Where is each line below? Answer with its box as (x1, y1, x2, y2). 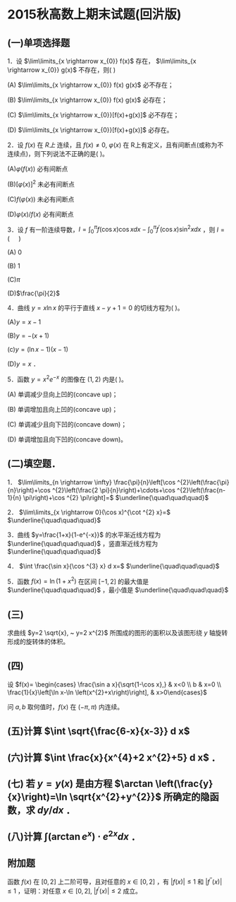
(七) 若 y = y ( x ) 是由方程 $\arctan (7, 778, 154, 790)
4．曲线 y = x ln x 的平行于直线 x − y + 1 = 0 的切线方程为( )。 (7, 304, 184, 312)
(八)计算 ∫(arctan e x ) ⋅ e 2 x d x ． (7, 829, 141, 843)
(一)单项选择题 (7, 37, 70, 49)
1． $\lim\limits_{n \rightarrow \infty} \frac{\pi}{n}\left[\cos (7, 477, 176, 486)
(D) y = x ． (7, 360, 40, 368)
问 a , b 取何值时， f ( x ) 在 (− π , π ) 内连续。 (7, 702, 124, 711)
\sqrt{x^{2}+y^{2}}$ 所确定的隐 (69, 791, 210, 803)
